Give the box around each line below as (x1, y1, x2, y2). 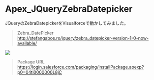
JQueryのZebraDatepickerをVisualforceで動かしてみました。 (5, 20, 129, 26)
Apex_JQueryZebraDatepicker (5, 3, 133, 15)
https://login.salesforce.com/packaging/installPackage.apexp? (17, 64, 144, 70)
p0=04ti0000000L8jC (17, 69, 62, 75)
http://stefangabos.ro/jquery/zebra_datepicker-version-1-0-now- (17, 35, 149, 41)
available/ (17, 40, 37, 46)
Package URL (17, 59, 45, 64)
